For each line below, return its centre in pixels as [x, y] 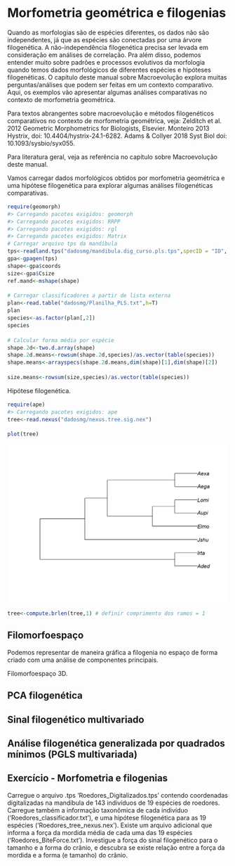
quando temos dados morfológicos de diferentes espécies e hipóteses [109, 70]
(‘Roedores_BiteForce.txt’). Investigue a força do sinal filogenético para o [113, 840]
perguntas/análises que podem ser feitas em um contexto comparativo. [110, 84]
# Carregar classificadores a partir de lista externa [89, 296]
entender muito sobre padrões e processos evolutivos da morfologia [106, 62]
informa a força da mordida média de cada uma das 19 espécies [100, 832]
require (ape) [26, 405]
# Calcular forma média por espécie [61, 340]
